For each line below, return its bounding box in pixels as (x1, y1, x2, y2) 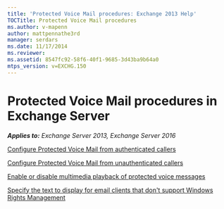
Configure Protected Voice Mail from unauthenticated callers (7, 158, 184, 167)
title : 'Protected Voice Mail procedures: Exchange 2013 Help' (7, 10, 197, 18)
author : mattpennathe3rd (7, 30, 80, 37)
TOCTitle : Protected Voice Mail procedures (7, 17, 137, 24)
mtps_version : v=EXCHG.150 (7, 63, 87, 70)
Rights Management (7, 193, 66, 201)
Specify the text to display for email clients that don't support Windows (7, 186, 213, 194)
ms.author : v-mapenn (7, 23, 68, 30)
